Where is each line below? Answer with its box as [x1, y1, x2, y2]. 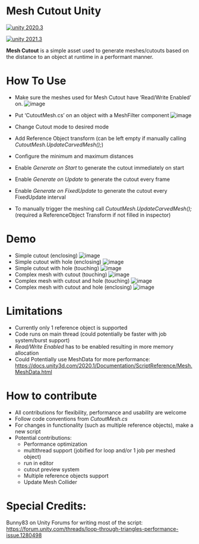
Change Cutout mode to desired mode [14, 123, 109, 130]
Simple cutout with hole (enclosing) [14, 258, 102, 265]
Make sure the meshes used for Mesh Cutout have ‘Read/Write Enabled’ [14, 93, 191, 101]
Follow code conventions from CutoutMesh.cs [14, 415, 128, 422]
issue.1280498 [6, 532, 42, 539]
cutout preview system [23, 465, 80, 473]
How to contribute [6, 389, 97, 402]
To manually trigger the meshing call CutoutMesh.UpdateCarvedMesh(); [14, 205, 192, 212]
